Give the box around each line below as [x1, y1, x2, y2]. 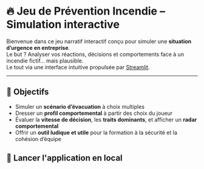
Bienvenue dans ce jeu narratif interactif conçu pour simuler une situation [6, 38, 192, 45]
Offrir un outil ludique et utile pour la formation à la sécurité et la [15, 129, 178, 136]
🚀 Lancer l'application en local [6, 153, 123, 164]
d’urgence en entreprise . [6, 44, 70, 51]
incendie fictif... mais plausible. [6, 57, 84, 64]
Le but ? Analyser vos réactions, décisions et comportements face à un [6, 50, 184, 58]
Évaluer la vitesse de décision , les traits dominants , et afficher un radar [15, 116, 197, 123]
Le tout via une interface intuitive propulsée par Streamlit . [6, 63, 150, 71]
